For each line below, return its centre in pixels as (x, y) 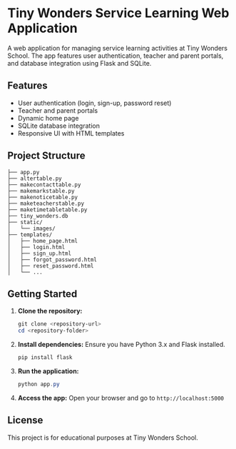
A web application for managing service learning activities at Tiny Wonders (118, 48)
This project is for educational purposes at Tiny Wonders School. (103, 438)
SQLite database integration (58, 126)
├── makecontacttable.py (44, 185)
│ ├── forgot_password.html (52, 259)
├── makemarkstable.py (41, 191)
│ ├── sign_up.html (40, 253)
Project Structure (46, 156)
